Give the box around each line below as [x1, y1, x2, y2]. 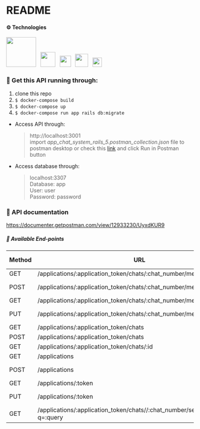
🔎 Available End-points [6, 235, 64, 242]
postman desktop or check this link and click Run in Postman [29, 144, 179, 152]
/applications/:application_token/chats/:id [37, 342, 153, 350]
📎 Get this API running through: [6, 76, 98, 85]
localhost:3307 [29, 174, 67, 181]
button [29, 151, 46, 158]
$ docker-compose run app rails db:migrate [14, 110, 125, 116]
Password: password [29, 193, 82, 200]
